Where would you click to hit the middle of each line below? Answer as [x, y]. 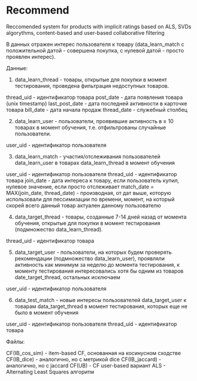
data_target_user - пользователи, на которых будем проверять [93, 252]
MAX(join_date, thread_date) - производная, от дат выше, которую [89, 193]
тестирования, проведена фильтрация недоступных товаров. [92, 85]
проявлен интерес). [31, 57]
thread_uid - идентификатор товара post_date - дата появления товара [95, 97]
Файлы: [16, 342]
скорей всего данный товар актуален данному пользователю [84, 205]
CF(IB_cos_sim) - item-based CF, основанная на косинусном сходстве [94, 353]
